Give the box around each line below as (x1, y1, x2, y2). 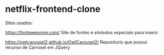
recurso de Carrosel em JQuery (5, 44, 70, 50)
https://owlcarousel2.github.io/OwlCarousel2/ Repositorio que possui (5, 39, 148, 45)
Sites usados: (5, 20, 33, 26)
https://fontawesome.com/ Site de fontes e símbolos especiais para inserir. (5, 29, 160, 35)
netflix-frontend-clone (5, 3, 101, 15)
